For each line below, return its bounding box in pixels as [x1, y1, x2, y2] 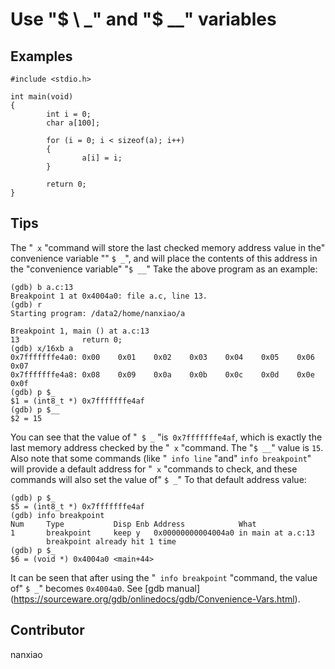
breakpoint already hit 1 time [46, 536, 177, 547]
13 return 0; [10, 334, 123, 345]
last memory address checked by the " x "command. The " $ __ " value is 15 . [10, 441, 324, 453]
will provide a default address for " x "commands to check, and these [10, 463, 298, 475]
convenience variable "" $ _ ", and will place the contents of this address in [10, 252, 318, 264]
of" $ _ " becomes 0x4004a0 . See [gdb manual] [10, 582, 201, 594]
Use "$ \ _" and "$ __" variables [10, 8, 277, 31]
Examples [10, 48, 73, 65]
